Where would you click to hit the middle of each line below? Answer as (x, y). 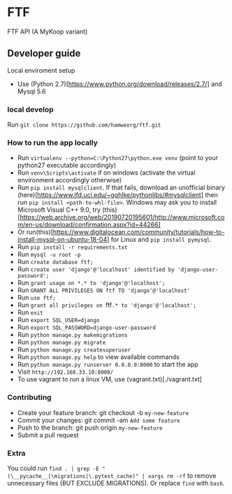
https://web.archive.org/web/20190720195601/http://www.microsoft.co (122, 217)
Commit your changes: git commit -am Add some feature (99, 420)
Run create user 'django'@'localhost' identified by (96, 269)
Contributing (29, 398)
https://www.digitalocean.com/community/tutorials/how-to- (139, 232)
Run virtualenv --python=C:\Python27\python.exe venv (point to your (118, 158)
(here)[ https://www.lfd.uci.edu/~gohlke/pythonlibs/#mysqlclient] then (118, 195)
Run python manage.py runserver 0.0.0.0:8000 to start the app (108, 365)
